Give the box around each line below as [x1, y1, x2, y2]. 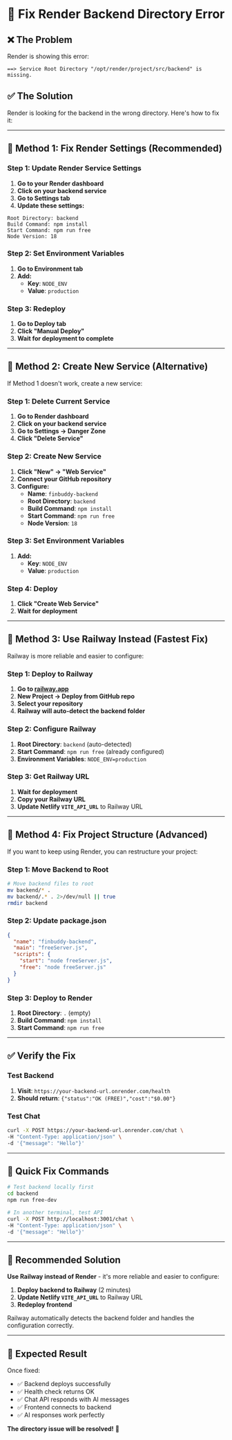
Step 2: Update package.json [7, 916, 107, 926]
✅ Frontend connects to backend [17, 1403, 112, 1412]
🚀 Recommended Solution [7, 1254, 121, 1266]
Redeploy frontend [17, 1301, 72, 1309]
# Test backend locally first [7, 1184, 95, 1191]
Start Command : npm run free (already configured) [17, 747, 164, 755]
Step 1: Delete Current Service [7, 396, 110, 406]
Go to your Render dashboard [17, 179, 104, 188]
